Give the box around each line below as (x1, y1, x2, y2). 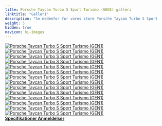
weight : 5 (5, 20, 25, 26)
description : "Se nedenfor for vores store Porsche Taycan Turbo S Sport (5, 16, 158, 21)
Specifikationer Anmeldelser (5, 115, 65, 121)
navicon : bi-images (5, 30, 45, 35)
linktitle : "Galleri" (5, 12, 49, 17)
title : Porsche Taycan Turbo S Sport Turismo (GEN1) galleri (5, 7, 132, 12)
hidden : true (5, 25, 32, 30)
